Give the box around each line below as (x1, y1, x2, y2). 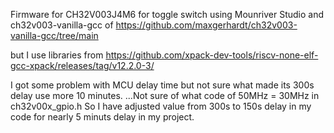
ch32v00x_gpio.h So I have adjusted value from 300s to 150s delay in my (10, 100, 312, 112)
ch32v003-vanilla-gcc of (10, 19, 114, 31)
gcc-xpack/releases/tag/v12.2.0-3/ (10, 60, 155, 71)
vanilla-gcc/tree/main (10, 30, 99, 41)
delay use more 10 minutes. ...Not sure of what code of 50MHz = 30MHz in (10, 90, 320, 101)
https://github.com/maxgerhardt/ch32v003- (115, 19, 298, 31)
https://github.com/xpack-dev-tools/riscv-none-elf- (105, 49, 319, 61)
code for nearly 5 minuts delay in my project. (10, 111, 195, 123)
